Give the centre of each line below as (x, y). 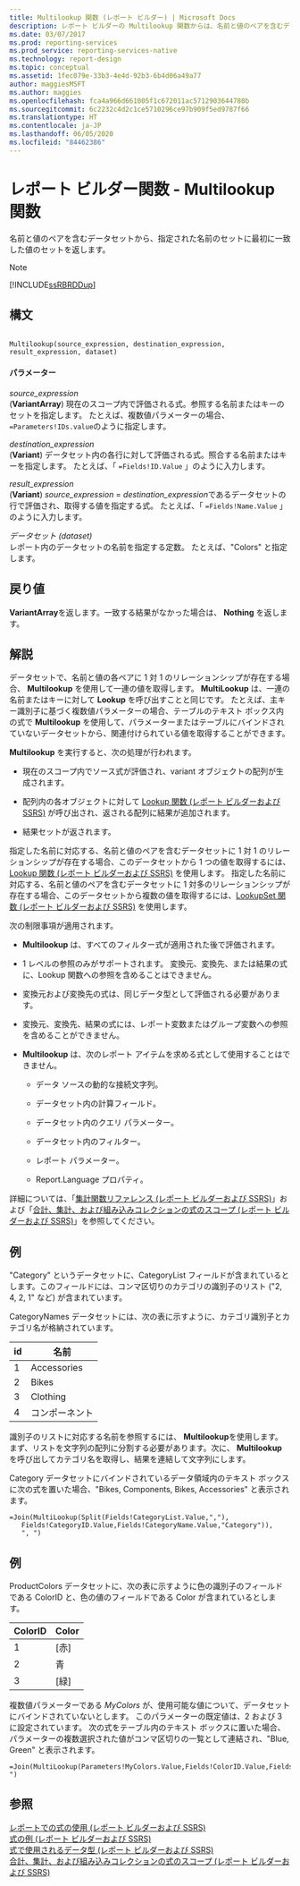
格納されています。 (83, 1328)
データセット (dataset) (51, 535)
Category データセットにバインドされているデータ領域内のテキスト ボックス (150, 1478)
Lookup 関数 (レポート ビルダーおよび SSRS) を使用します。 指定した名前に (148, 873)
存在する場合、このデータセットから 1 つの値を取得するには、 (177, 862)
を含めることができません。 (73, 1035)
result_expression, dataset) (63, 352)
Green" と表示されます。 (54, 1749)
